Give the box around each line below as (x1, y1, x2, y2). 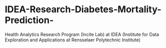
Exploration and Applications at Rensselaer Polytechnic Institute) (5, 37, 141, 43)
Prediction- (5, 14, 54, 26)
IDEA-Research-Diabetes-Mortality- (5, 4, 162, 15)
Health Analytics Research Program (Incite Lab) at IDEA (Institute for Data (5, 31, 159, 37)
